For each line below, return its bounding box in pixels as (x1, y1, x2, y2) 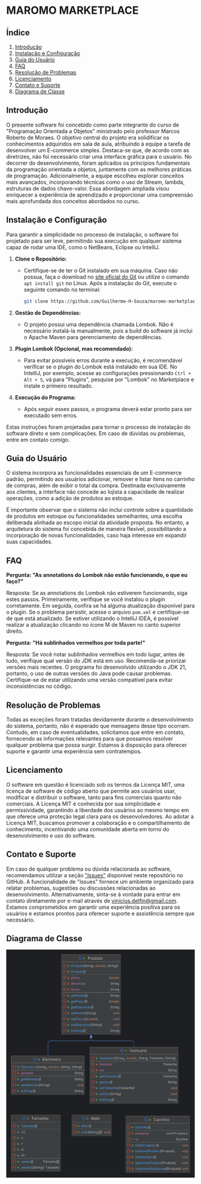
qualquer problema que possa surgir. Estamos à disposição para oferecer (6, 741, 187, 748)
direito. (6, 627, 24, 635)
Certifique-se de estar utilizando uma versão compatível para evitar (6, 676, 173, 684)
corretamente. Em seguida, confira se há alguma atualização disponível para (6, 602, 195, 609)
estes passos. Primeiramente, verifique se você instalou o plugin (6, 596, 166, 603)
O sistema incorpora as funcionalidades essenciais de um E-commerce (6, 469, 182, 476)
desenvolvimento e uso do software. (6, 832, 96, 839)
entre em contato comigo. (6, 436, 70, 443)
